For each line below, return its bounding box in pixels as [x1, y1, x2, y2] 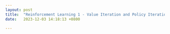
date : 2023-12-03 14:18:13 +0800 [5, 16, 80, 21]
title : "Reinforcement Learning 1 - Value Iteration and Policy [5, 12, 146, 17]
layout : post [5, 7, 33, 12]
